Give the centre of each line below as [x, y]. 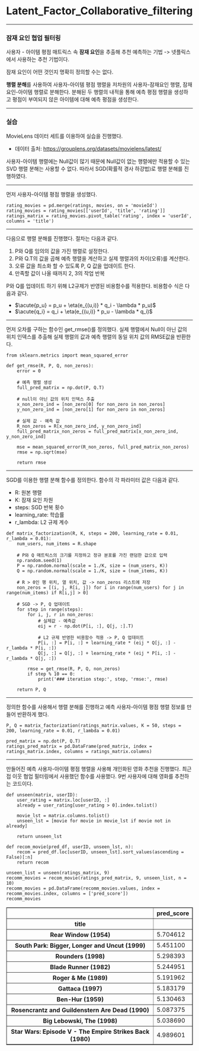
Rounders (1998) [80, 956]
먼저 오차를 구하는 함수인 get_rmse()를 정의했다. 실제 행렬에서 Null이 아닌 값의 [97, 329]
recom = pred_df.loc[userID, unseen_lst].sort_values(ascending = [100, 852]
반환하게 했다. [33, 714]
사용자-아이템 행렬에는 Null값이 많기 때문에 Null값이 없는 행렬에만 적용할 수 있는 [98, 161]
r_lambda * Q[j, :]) [32, 658]
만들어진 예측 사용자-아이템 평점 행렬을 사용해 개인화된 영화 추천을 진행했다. [93, 769]
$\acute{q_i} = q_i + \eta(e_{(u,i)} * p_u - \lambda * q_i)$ [84, 311]
